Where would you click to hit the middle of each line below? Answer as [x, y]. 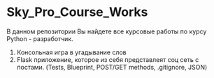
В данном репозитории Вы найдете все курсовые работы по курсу [107, 31]
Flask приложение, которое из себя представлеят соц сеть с [108, 59]
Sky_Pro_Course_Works [77, 12]
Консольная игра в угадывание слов [71, 52]
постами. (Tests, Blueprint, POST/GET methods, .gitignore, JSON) [112, 67]
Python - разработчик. [40, 38]
